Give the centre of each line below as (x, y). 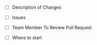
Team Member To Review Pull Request (52, 28)
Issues (19, 18)
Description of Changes (36, 7)
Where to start (27, 38)
